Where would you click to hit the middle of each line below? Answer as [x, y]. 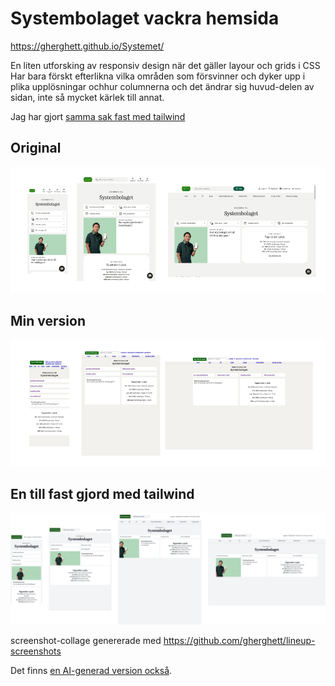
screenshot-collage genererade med [86, 640]
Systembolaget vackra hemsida [145, 18]
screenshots [36, 651]
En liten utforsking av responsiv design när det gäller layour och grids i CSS [165, 65]
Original [36, 148]
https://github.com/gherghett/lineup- [239, 640]
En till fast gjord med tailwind [102, 494]
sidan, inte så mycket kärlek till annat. [87, 97]
